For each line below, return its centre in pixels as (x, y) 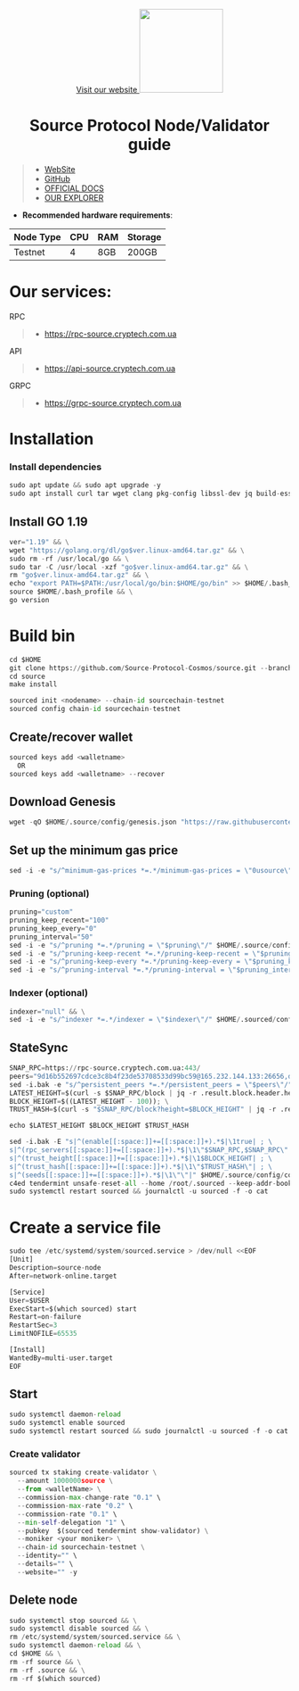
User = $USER (29, 1300)
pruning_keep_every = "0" (53, 928)
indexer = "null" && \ (48, 1011)
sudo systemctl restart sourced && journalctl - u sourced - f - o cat (139, 1191)
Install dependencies (56, 467)
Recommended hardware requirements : (97, 215)
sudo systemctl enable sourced (67, 1423)
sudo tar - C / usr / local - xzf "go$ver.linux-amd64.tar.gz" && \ (129, 567)
